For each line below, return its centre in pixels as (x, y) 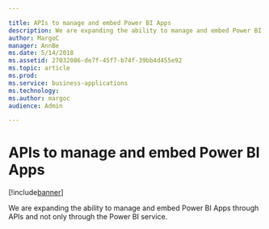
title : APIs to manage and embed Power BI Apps (90, 23)
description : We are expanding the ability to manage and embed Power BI (135, 30)
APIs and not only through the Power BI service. (88, 217)
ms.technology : (34, 91)
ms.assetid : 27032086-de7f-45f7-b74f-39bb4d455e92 (95, 61)
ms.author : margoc (39, 98)
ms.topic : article (39, 68)
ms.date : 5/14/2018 (41, 53)
